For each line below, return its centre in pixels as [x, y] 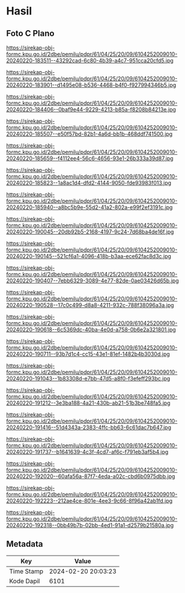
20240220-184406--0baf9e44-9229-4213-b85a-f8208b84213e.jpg [91, 109]
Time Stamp [26, 571]
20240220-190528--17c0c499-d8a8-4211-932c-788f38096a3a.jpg [90, 305]
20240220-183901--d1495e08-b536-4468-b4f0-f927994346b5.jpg [91, 85]
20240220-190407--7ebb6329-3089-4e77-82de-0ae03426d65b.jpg [92, 281]
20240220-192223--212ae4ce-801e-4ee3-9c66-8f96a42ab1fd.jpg [89, 501]
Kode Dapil [25, 581]
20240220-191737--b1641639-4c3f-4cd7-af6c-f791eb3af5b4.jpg [87, 452]
